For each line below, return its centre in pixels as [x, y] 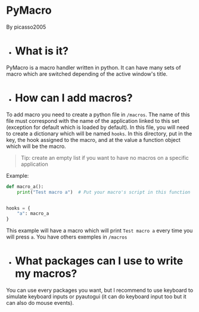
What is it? [41, 51]
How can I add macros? [74, 98]
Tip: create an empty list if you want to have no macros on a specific [105, 157]
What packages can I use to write [99, 261]
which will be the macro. [36, 146]
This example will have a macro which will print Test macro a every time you [99, 231]
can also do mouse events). [40, 303]
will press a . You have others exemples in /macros [67, 237]
